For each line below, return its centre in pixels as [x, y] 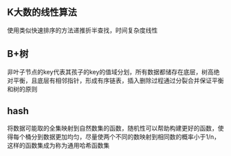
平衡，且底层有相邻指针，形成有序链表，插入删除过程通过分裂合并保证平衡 [118, 80]
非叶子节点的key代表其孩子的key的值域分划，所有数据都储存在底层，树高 [111, 71]
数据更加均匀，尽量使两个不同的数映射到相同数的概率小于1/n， [132, 137]
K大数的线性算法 [42, 12]
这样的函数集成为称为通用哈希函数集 [58, 146]
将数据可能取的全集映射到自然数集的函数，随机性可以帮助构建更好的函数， [112, 129]
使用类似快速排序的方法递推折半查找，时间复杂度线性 [82, 30]
